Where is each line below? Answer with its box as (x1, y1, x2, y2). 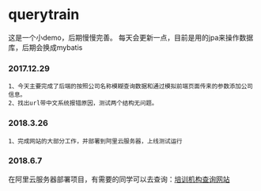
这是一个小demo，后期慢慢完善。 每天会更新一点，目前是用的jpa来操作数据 (8, 32, 254, 42)
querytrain (8, 6, 80, 24)
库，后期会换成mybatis (8, 42, 83, 52)
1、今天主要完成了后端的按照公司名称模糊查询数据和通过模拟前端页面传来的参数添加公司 (8, 82, 253, 90)
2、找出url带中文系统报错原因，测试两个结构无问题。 (8, 99, 158, 108)
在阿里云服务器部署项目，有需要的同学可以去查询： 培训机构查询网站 (8, 174, 230, 184)
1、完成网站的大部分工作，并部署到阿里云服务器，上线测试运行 (8, 137, 183, 145)
